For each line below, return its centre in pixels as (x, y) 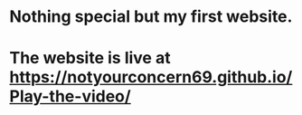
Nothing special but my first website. (151, 17)
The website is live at (90, 58)
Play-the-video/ (70, 96)
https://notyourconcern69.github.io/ (151, 77)
